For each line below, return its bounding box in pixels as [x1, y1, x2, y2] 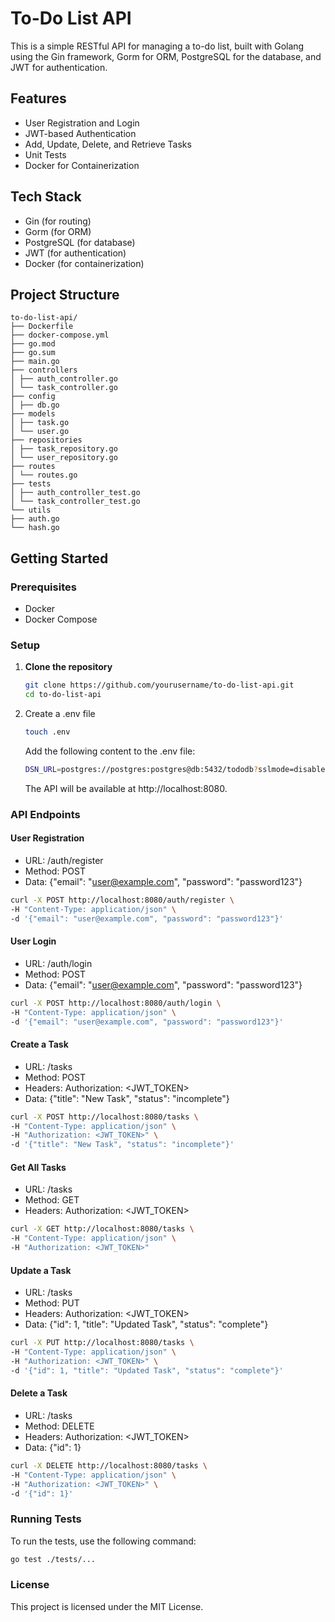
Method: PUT [24, 1297, 80, 1309]
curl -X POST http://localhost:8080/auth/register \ [10, 895, 235, 905]
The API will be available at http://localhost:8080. [24, 782, 228, 794]
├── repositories [10, 435, 83, 446]
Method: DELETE [24, 1420, 95, 1432]
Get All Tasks [10, 1161, 67, 1173]
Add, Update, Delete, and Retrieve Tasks [24, 138, 192, 150]
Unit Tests [24, 148, 67, 161]
